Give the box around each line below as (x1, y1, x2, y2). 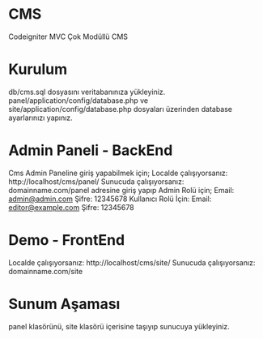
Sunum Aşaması (8, 294, 121, 313)
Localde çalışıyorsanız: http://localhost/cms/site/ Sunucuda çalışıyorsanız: (8, 257, 256, 268)
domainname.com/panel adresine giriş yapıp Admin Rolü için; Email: (8, 185, 235, 195)
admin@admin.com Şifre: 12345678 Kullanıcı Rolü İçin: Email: (8, 194, 212, 204)
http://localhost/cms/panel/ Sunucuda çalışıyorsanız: (8, 176, 185, 187)
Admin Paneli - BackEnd (8, 141, 173, 160)
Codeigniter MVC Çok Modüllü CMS (8, 32, 128, 41)
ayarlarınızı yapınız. (8, 113, 73, 122)
